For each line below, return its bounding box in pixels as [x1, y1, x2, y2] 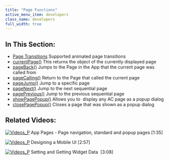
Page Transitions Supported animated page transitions [12, 53, 126, 59]
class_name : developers [5, 17, 55, 22]
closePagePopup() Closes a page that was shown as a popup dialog [12, 102, 155, 108]
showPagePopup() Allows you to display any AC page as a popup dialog [12, 96, 164, 102]
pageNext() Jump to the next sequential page [12, 86, 107, 92]
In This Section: [5, 40, 55, 48]
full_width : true [5, 21, 42, 27]
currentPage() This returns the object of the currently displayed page [12, 59, 156, 65]
